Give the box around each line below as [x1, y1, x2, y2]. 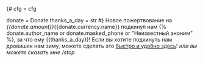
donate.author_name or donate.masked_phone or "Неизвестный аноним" [6, 29, 193, 37]
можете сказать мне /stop [6, 49, 75, 56]
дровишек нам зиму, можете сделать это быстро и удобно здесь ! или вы [6, 42, 198, 49]
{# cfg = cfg [6, 5, 37, 12]
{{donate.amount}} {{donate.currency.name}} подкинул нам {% [6, 23, 166, 30]
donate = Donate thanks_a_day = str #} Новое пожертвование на [6, 17, 173, 23]
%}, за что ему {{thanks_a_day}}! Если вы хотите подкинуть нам [6, 36, 173, 43]
